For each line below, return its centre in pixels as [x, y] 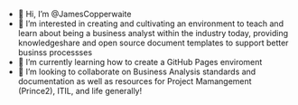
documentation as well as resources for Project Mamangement [135, 81]
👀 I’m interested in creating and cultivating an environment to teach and [151, 24]
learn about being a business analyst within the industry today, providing [153, 33]
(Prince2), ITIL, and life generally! [80, 91]
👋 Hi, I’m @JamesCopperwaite [74, 14]
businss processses [55, 52]
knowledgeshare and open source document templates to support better [153, 43]
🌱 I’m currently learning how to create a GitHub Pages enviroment [140, 62]
